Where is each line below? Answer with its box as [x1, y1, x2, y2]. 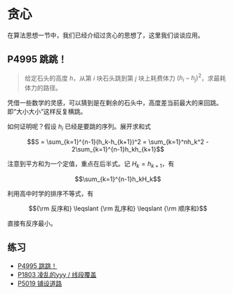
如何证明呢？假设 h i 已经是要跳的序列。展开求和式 [7, 122, 151, 132]
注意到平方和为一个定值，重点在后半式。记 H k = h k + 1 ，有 [7, 159, 175, 169]
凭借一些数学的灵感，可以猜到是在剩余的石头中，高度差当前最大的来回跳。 [7, 99, 222, 107]
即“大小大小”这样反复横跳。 [7, 107, 87, 116]
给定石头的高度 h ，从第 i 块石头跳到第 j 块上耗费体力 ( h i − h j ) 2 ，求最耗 [24, 72, 227, 84]
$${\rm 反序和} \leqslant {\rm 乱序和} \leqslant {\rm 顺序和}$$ [28, 204, 208, 213]
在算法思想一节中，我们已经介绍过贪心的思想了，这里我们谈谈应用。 [7, 31, 204, 39]
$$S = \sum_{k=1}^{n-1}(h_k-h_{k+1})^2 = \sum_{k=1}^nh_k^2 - [27, 138, 209, 146]
